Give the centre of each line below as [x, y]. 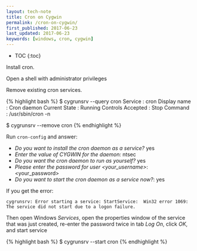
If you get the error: [30, 191]
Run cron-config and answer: [42, 137]
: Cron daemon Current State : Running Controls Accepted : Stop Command [98, 108]
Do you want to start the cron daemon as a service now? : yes [90, 179]
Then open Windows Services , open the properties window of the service [96, 218]
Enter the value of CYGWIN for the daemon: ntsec [75, 154]
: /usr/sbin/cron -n [28, 114]
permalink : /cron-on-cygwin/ [42, 22]
